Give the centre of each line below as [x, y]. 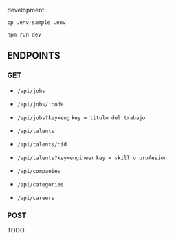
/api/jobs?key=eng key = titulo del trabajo [81, 118]
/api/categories [40, 184]
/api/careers [36, 198]
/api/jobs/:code [40, 104]
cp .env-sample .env [37, 23]
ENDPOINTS [34, 56]
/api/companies [39, 171]
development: [26, 10]
